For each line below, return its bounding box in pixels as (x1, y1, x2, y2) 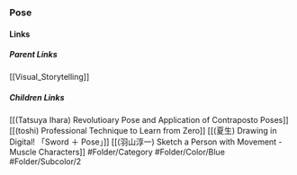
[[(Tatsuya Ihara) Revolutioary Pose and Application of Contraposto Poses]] (9, 115, 290, 126)
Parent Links (9, 49, 58, 60)
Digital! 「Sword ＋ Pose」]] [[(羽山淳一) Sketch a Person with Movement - (9, 136, 283, 147)
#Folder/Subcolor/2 (9, 156, 82, 167)
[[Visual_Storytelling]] (9, 72, 90, 83)
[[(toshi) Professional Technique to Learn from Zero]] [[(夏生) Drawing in (9, 126, 277, 136)
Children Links (9, 92, 65, 103)
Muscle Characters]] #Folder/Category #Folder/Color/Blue (9, 146, 225, 158)
